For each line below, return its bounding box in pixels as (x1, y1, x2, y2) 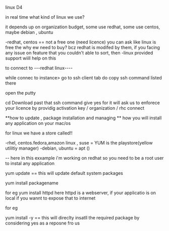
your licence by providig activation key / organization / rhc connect (5, 105, 145, 111)
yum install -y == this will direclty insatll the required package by (5, 215, 140, 220)
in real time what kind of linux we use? (5, 14, 85, 20)
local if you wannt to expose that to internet (5, 195, 96, 201)
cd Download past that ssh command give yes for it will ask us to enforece (5, 100, 160, 106)
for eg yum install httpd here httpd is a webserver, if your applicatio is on (5, 190, 156, 196)
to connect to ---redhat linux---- (5, 65, 73, 71)
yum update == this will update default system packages (5, 170, 124, 176)
